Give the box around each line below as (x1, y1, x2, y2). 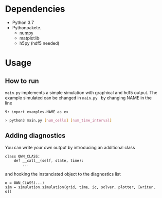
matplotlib (19, 35, 40, 41)
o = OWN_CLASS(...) (5, 180, 45, 185)
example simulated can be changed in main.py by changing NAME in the (5, 95, 152, 100)
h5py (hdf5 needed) (19, 40, 60, 46)
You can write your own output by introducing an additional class (5, 144, 135, 150)
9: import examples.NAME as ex (5, 109, 69, 114)
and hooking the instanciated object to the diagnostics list (5, 171, 121, 177)
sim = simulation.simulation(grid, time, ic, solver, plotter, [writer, (5, 184, 156, 190)
